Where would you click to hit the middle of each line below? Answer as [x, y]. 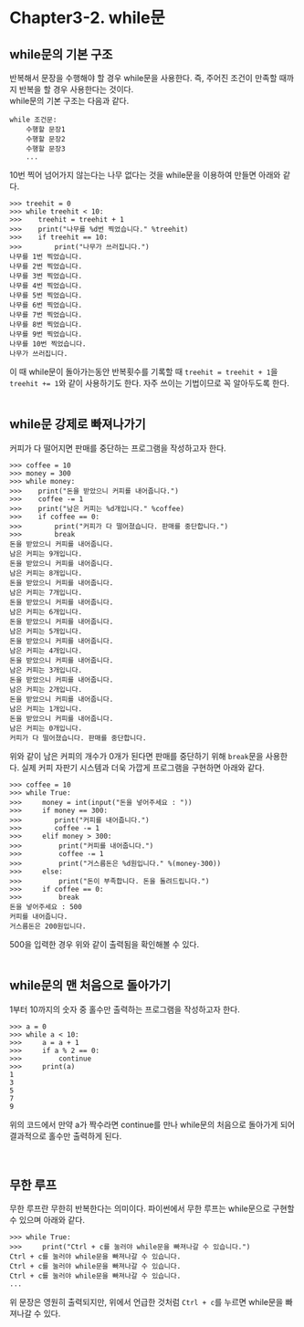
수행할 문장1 [46, 130]
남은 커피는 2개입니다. [46, 689]
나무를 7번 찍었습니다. [46, 315]
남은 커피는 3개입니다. [46, 670]
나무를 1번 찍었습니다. [46, 256]
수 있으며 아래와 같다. [47, 1220]
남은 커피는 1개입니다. [46, 709]
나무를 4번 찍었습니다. [46, 286]
